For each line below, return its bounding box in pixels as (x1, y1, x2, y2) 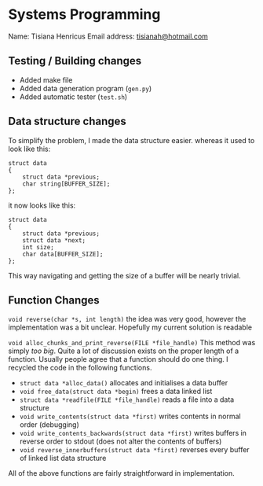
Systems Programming (8, 6, 161, 24)
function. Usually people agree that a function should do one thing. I (8, 355, 228, 364)
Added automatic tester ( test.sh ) (19, 92, 128, 101)
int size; (22, 243, 55, 251)
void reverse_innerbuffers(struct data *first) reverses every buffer (19, 445, 250, 455)
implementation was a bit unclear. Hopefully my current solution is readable (8, 322, 253, 332)
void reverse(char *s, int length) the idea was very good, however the (8, 315, 247, 324)
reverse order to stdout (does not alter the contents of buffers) (19, 436, 222, 446)
